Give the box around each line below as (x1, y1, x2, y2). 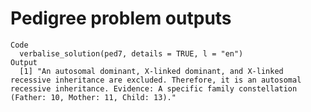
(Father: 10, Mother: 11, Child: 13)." (10, 92, 177, 102)
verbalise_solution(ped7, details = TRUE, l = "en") (19, 48, 244, 59)
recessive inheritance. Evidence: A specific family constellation (10, 83, 298, 94)
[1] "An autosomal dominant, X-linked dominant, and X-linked (19, 66, 284, 76)
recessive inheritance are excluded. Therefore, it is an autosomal (10, 75, 302, 85)
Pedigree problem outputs (10, 7, 232, 30)
